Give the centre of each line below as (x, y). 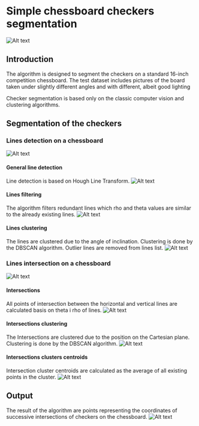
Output (19, 396)
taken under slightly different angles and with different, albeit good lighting (98, 87)
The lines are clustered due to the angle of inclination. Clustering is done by (99, 242)
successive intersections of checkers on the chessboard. (77, 416)
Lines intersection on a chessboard (58, 263)
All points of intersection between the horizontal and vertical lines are (92, 303)
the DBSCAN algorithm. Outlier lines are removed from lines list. (85, 248)
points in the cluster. (31, 377)
